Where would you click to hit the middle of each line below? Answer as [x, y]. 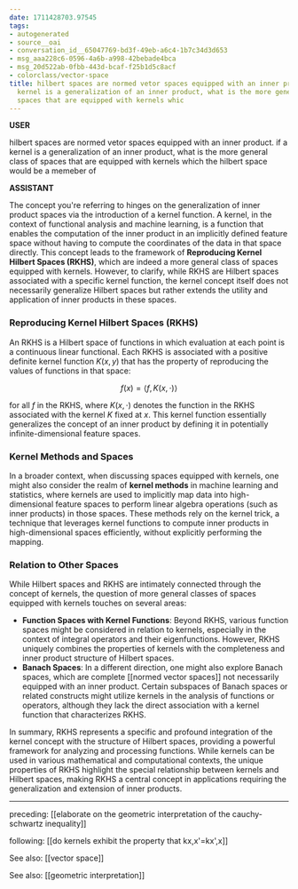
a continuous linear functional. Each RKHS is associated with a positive [139, 351]
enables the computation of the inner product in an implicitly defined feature [149, 234]
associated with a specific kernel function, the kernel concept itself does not [149, 281]
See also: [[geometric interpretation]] [77, 876]
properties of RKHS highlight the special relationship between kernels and [144, 770]
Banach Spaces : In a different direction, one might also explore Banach [153, 668]
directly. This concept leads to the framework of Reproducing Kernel [136, 252]
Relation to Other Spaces [64, 565]
